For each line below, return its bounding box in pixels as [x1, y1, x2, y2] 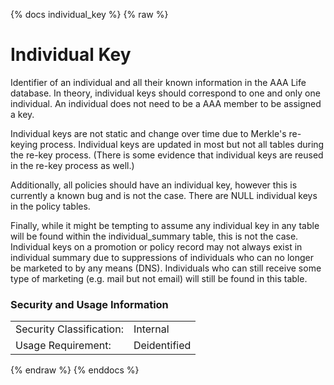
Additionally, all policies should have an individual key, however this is [10, 179, 298, 191]
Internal [133, 322, 170, 336]
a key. [10, 108, 35, 120]
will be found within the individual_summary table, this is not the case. [10, 230, 299, 242]
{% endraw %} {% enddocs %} [10, 364, 140, 376]
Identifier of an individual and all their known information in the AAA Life [10, 76, 307, 88]
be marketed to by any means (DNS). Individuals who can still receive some [10, 262, 322, 274]
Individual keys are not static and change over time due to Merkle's [10, 127, 287, 139]
